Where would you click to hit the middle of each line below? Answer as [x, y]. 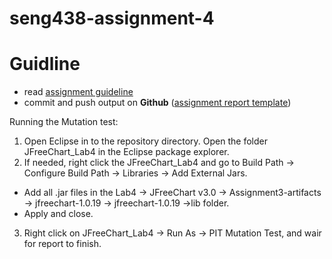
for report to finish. [62, 244]
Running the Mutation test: [64, 122]
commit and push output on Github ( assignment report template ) [157, 103]
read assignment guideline [78, 92]
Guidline [45, 64]
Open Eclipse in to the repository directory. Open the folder [145, 141]
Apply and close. [58, 214]
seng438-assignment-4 [112, 18]
